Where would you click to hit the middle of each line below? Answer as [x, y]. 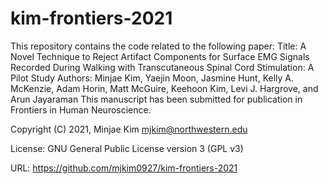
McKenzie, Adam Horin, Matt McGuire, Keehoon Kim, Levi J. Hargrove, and [164, 88]
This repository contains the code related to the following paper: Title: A [158, 46]
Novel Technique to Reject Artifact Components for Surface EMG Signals [160, 56]
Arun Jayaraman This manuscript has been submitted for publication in [156, 99]
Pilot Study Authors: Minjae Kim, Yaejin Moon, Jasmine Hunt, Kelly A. [152, 78]
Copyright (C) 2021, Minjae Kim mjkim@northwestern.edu [129, 129]
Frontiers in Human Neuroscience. [81, 109]
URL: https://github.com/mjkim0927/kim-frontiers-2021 [124, 168]
